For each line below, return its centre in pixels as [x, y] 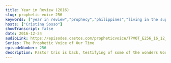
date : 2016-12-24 [24, 34]
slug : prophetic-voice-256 [34, 15]
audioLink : [17, 39]
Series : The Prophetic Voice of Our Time [50, 43]
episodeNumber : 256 [26, 48]
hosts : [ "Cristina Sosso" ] [34, 24]
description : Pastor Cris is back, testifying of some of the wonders [82, 52]
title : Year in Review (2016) [37, 10]
